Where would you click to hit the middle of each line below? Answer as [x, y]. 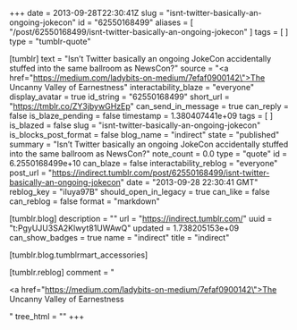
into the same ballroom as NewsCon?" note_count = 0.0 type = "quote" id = [148, 154]
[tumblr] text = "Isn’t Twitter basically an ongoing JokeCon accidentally [140, 59]
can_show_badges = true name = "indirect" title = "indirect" [119, 237]
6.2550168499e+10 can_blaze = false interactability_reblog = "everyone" [144, 163]
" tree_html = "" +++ [47, 316]
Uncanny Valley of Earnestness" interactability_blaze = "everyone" [132, 87]
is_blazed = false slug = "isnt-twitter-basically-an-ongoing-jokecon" [135, 125]
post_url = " [31, 173]
